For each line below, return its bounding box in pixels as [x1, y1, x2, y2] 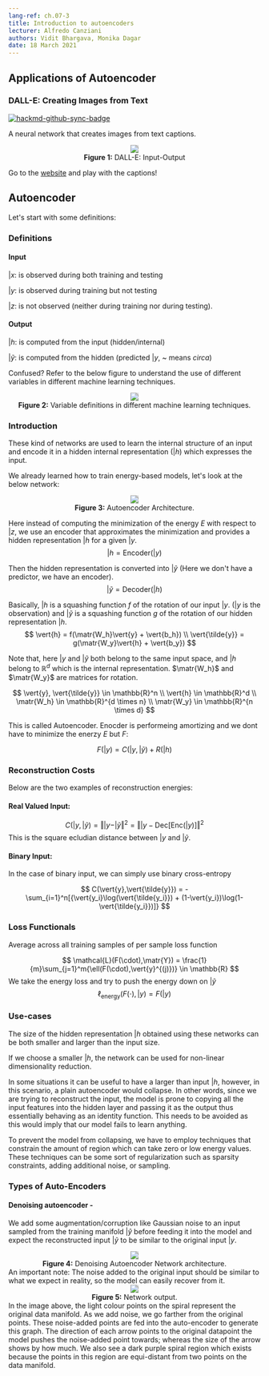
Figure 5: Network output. [91, 1292, 178, 1302]
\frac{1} [182, 955, 207, 965]
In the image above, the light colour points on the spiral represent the [8, 1301, 236, 1310]
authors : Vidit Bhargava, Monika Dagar [8, 34, 142, 42]
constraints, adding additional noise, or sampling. [8, 1161, 171, 1170]
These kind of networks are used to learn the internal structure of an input [8, 438, 253, 449]
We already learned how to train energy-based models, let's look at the [8, 471, 243, 481]
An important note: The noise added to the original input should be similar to [8, 1267, 260, 1277]
